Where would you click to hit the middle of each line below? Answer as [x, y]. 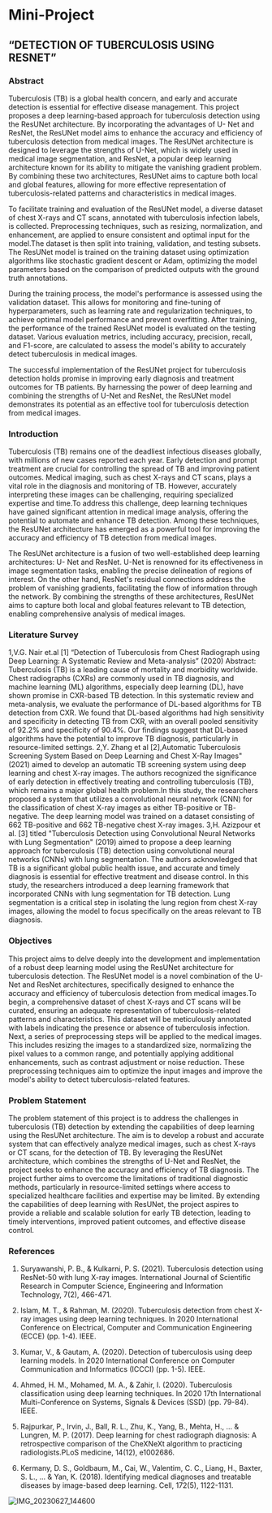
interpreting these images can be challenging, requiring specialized [121, 495]
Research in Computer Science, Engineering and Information [121, 1286]
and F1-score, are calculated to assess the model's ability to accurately [127, 345]
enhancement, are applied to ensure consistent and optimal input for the [129, 235]
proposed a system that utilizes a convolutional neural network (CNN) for [131, 799]
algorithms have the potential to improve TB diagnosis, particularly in [123, 739]
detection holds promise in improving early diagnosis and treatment [121, 378]
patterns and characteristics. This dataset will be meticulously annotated [130, 1019]
